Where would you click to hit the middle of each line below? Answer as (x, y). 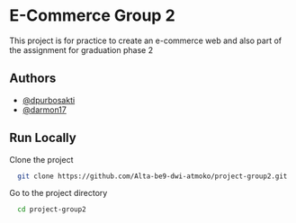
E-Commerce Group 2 (92, 16)
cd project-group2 (52, 210)
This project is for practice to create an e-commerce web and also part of (146, 40)
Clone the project (41, 159)
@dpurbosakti (49, 100)
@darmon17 (45, 110)
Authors (33, 79)
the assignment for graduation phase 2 (81, 49)
